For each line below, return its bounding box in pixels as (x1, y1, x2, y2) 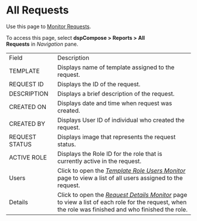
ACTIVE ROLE (9, 153, 47, 161)
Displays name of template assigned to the (57, 63, 175, 71)
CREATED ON (9, 103, 47, 111)
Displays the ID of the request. (57, 80, 141, 88)
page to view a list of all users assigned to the (57, 174, 183, 182)
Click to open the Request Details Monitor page (57, 191, 188, 199)
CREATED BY (9, 120, 46, 128)
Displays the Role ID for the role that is (57, 149, 162, 158)
